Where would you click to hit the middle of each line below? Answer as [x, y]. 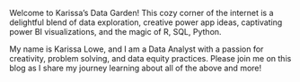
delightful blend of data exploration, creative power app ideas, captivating [146, 22]
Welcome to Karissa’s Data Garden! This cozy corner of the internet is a [141, 13]
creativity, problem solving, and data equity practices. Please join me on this [150, 58]
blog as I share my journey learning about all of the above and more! [136, 68]
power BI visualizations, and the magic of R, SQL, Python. [115, 32]
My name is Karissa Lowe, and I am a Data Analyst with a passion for [137, 49]
